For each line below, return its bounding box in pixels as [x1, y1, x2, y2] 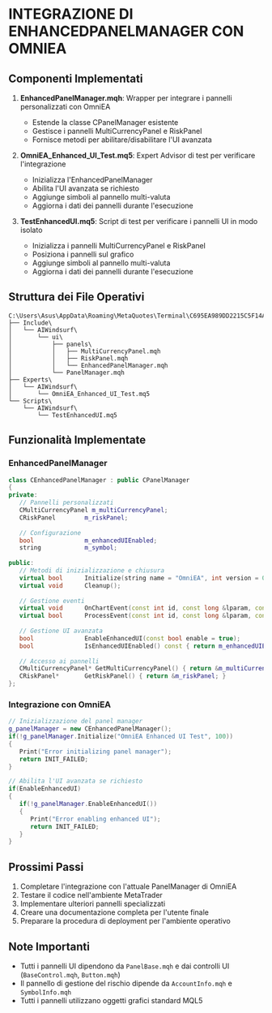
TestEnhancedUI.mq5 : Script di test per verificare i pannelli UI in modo [19, 217, 258, 226]
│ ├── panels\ [8, 340, 92, 348]
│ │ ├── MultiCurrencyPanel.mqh [8, 347, 161, 356]
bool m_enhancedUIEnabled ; [19, 537, 158, 545]
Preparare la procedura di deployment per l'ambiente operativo [19, 916, 231, 926]
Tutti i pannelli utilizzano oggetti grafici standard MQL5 [19, 995, 203, 1005]
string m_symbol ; [19, 544, 117, 552]
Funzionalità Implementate [8, 433, 147, 447]
